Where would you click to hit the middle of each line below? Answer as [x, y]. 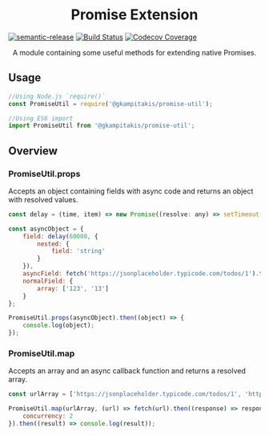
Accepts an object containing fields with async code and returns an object [131, 191]
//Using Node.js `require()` [57, 96]
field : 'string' [78, 251]
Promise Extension [134, 15]
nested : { [53, 244]
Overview [33, 151]
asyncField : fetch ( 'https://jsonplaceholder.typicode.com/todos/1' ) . [141, 274]
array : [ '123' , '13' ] [73, 288]
